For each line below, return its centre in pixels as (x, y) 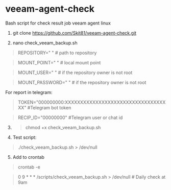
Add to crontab (29, 157)
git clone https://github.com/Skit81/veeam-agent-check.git (75, 33)
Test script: (25, 137)
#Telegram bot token (49, 107)
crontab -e (29, 167)
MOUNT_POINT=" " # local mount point (59, 62)
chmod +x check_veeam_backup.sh (63, 127)
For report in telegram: (29, 92)
